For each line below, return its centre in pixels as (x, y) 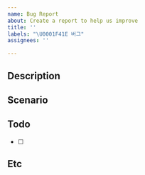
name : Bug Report (33, 14)
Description (34, 76)
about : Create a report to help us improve (73, 21)
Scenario (28, 100)
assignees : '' (28, 41)
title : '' (22, 27)
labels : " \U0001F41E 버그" (46, 34)
